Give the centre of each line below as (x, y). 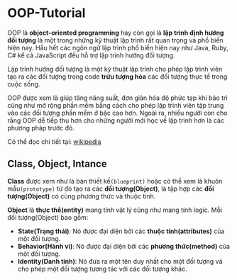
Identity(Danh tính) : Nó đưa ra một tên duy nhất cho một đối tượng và (120, 261)
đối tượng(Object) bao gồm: (48, 217)
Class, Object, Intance (57, 164)
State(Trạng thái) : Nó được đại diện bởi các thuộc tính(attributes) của (121, 231)
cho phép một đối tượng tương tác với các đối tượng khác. (102, 269)
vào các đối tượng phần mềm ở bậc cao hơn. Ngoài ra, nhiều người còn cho (117, 113)
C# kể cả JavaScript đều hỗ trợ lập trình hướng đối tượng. (91, 55)
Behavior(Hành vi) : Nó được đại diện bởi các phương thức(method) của (124, 246)
